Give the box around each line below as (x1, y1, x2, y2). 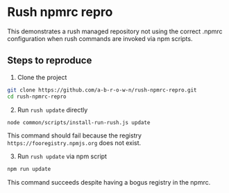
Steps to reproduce (7, 55, 92, 67)
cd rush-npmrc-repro (7, 93, 67, 100)
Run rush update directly (17, 106, 88, 114)
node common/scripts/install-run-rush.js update (7, 119, 151, 126)
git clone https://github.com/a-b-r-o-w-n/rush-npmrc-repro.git (7, 86, 197, 94)
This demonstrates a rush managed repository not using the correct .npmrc (7, 27, 223, 35)
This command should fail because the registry (7, 131, 142, 140)
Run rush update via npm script (17, 152, 108, 160)
